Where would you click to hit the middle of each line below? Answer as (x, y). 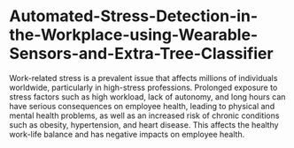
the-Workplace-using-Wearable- (134, 35)
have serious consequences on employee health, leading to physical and (142, 106)
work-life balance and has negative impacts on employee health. (127, 134)
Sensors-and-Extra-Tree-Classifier (141, 54)
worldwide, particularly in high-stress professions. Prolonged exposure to (143, 87)
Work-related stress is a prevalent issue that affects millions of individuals (143, 78)
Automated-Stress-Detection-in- (134, 16)
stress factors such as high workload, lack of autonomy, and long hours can (147, 96)
